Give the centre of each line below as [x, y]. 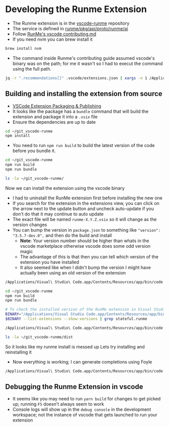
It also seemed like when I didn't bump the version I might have [85, 267]
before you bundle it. [34, 151]
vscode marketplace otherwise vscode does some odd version [85, 246]
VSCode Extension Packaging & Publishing [57, 106]
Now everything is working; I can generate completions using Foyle [82, 362]
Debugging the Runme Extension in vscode [74, 386]
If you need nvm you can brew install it [53, 39]
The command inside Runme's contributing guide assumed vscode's [83, 58]
